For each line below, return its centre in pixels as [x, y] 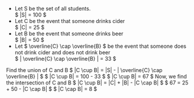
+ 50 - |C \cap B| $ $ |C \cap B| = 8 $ [52, 89]
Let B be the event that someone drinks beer [69, 34]
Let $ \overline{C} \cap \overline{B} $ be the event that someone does [100, 46]
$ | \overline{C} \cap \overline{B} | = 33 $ [65, 59]
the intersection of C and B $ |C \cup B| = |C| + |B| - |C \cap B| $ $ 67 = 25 [97, 83]
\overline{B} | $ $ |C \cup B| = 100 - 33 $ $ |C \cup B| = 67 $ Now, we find [97, 76]
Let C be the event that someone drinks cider [70, 21]
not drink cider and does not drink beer [62, 52]
